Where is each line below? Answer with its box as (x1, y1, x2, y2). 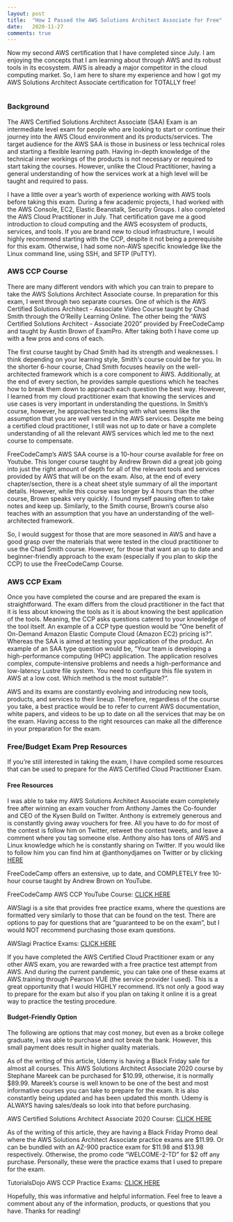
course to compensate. (7, 436, 74, 445)
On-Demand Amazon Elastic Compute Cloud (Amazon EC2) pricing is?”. (7, 630, 214, 638)
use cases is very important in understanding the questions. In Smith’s (7, 399, 209, 408)
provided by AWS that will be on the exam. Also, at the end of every (7, 472, 201, 480)
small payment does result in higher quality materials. (7, 1043, 160, 1052)
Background (7, 102, 50, 111)
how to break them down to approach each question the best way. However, (7, 384, 226, 393)
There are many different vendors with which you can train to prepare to (7, 283, 214, 291)
